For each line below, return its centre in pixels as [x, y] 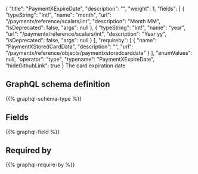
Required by [29, 150]
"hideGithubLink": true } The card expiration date [66, 66]
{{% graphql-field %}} [33, 132]
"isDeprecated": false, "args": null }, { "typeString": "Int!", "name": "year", [96, 27]
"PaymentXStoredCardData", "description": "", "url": [69, 46]
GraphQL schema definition [58, 84]
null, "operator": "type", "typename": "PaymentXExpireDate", [80, 59]
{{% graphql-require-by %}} [40, 165]
